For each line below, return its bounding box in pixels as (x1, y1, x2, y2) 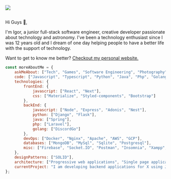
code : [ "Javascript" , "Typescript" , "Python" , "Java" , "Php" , (14, 74, 149, 80)
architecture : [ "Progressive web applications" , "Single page (14, 159, 149, 165)
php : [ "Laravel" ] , (32, 122, 72, 127)
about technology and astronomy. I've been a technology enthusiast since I (5, 35, 163, 41)
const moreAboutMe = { (5, 65, 53, 70)
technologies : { (14, 79, 49, 84)
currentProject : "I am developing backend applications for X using (14, 164, 163, 169)
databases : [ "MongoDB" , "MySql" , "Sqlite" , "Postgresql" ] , (23, 140, 152, 146)
